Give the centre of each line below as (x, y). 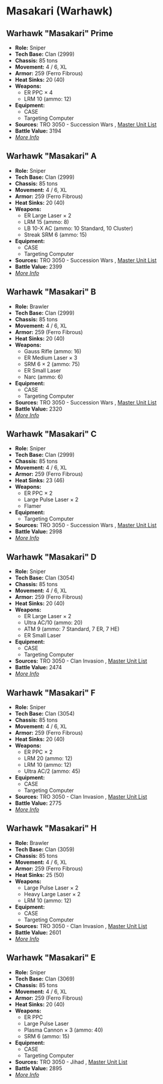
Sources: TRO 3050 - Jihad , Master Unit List (71, 1062)
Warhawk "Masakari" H (52, 828)
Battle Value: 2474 (38, 667)
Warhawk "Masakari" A (52, 156)
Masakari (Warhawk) (60, 11)
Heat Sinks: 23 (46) (40, 480)
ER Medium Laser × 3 (51, 358)
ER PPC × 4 (38, 92)
